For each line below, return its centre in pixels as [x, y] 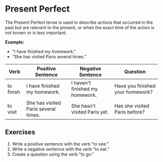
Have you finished [135, 86]
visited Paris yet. [90, 112]
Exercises [20, 132]
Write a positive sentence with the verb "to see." [60, 144]
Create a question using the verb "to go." [53, 154]
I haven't [81, 82]
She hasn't [83, 106]
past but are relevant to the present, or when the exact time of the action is [80, 27]
